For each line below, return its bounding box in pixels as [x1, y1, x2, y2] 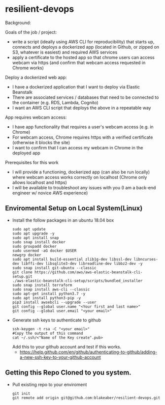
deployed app [12, 150, 40, 156]
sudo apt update [12, 227, 46, 231]
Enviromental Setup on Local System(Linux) [5, 204, 143, 212]
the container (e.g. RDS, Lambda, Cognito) [12, 99, 99, 105]
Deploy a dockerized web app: [5, 74, 67, 80]
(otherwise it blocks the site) [12, 139, 70, 145]
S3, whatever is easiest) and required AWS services [12, 49, 118, 55]
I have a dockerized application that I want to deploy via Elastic [12, 84, 140, 89]
